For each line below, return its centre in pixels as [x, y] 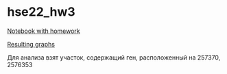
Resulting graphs [31, 44]
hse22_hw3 [41, 12]
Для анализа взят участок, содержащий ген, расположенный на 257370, [114, 57]
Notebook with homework [44, 31]
